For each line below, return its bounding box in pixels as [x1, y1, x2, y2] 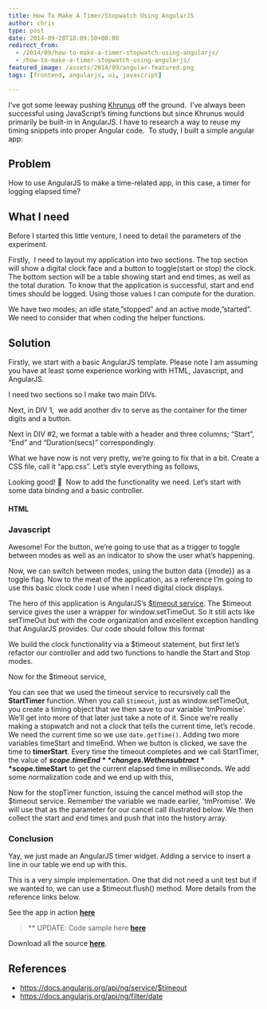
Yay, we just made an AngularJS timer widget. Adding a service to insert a [8, 852, 251, 861]
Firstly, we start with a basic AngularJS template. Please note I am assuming [8, 357, 258, 367]
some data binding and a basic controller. [8, 486, 144, 495]
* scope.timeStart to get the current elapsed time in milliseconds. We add [8, 764, 250, 773]
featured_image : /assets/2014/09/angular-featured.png [8, 64, 194, 72]
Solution [8, 336, 51, 350]
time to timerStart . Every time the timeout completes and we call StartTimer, [8, 746, 259, 756]
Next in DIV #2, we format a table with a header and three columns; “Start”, [8, 429, 255, 439]
